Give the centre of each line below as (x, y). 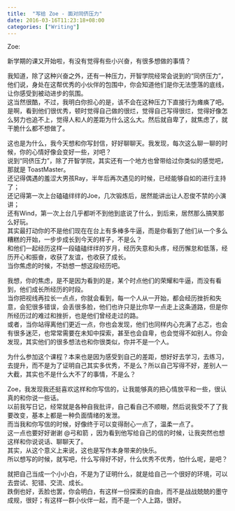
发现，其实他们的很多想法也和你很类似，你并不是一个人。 (90, 342)
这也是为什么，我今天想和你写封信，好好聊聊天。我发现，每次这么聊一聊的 (114, 143)
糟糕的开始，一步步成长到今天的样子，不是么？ (74, 239)
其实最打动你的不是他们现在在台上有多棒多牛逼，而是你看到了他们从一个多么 (117, 231)
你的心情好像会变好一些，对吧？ (65, 152)
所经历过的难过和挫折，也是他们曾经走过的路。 (74, 316)
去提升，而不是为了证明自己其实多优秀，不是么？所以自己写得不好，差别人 (114, 365)
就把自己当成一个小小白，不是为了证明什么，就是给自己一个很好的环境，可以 (117, 474)
